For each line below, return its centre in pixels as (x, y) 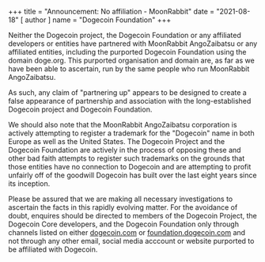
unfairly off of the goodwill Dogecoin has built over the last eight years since (132, 175)
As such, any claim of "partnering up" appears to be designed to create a (127, 93)
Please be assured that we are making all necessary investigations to (121, 199)
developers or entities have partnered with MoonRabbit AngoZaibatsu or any (133, 44)
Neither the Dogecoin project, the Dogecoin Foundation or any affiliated (125, 35)
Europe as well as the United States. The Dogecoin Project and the (117, 141)
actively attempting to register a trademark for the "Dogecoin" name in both (131, 133)
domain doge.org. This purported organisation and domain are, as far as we (131, 60)
